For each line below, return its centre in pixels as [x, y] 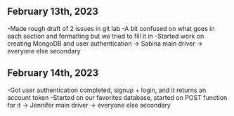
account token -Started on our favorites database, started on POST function [117, 97]
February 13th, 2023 [53, 12]
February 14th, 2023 [53, 73]
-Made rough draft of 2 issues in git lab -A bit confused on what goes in [111, 28]
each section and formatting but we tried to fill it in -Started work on [106, 36]
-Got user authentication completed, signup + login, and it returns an [107, 90]
